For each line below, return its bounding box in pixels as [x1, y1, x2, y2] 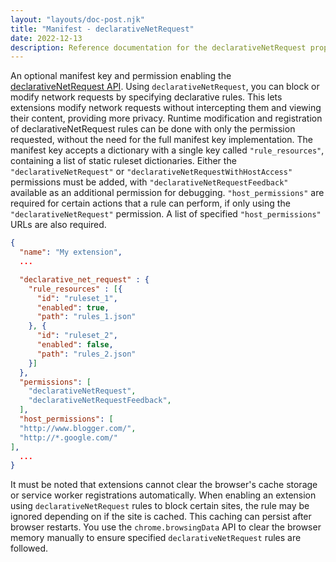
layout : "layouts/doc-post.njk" [10, 14, 145, 25]
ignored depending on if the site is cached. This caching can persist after [10, 511, 312, 523]
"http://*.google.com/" [19, 432, 118, 443]
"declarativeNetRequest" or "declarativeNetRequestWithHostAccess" [10, 166, 293, 178]
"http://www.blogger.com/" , [19, 423, 137, 433]
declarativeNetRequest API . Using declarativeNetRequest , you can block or [10, 81, 320, 93]
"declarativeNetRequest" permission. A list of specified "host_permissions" [10, 208, 322, 220]
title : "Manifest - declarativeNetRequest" [10, 24, 195, 34]
